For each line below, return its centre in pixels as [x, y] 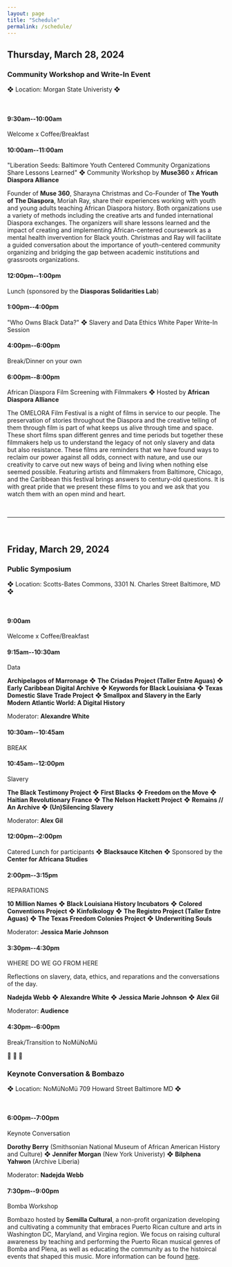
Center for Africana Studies [48, 859]
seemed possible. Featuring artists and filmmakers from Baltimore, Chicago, [115, 472]
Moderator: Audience [38, 1011]
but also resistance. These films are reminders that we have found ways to [113, 450]
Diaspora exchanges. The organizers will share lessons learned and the [109, 223]
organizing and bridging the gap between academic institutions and [103, 252]
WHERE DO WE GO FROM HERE [53, 963]
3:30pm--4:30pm [33, 947]
